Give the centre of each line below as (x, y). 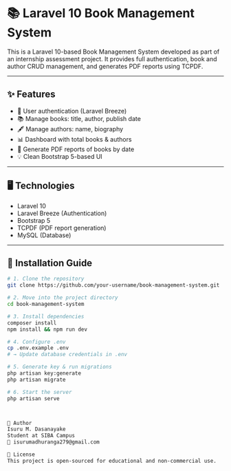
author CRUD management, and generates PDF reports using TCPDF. (105, 66)
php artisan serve (33, 398)
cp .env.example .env (38, 348)
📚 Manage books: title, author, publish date (79, 118)
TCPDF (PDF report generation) (62, 228)
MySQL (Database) (44, 235)
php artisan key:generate (44, 373)
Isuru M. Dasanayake (37, 429)
